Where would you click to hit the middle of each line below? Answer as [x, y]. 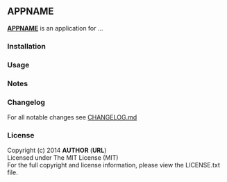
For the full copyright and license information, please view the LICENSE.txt [114, 165]
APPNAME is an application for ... [55, 28]
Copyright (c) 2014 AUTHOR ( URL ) [57, 150]
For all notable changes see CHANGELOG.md [72, 117]
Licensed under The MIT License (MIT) [63, 158]
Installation [27, 46]
